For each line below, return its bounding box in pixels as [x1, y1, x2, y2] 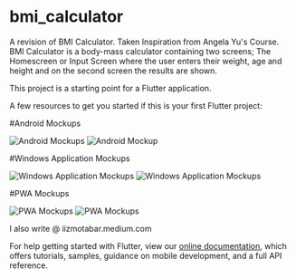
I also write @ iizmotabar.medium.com [9, 223, 152, 234]
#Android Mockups [9, 118, 81, 129]
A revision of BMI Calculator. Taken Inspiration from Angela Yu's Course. [9, 36, 280, 47]
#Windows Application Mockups [9, 152, 130, 164]
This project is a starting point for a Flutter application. [9, 82, 212, 93]
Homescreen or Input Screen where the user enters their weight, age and [9, 55, 282, 66]
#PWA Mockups [9, 187, 70, 198]
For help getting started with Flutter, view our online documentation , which [9, 240, 288, 251]
